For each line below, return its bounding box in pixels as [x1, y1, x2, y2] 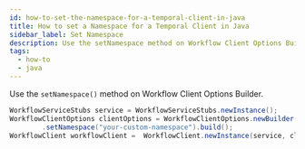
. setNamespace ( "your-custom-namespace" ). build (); [42, 123, 233, 132]
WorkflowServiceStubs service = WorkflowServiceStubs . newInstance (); [9, 106, 279, 115]
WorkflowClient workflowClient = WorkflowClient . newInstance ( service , [9, 131, 286, 140]
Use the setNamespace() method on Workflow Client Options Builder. [9, 88, 264, 99]
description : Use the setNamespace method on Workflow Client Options [9, 38, 282, 48]
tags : [9, 47, 30, 56]
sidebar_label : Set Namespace [9, 30, 124, 39]
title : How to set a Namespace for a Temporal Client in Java [9, 22, 250, 31]
